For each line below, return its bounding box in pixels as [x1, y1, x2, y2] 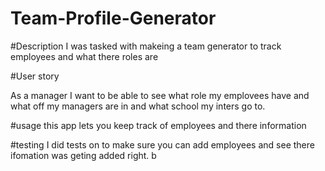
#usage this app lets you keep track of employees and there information [10, 119, 307, 131]
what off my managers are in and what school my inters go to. [10, 100, 266, 112]
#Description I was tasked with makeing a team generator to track [10, 40, 282, 52]
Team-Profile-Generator [10, 7, 217, 30]
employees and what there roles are [10, 50, 159, 62]
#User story [10, 70, 60, 82]
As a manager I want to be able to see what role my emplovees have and [10, 89, 310, 101]
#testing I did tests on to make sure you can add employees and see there [10, 138, 315, 151]
